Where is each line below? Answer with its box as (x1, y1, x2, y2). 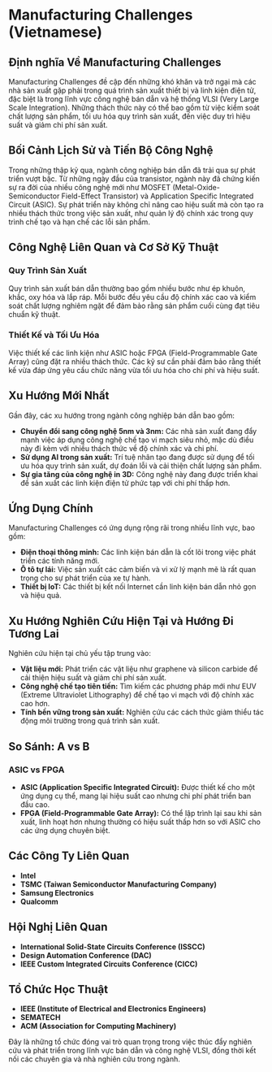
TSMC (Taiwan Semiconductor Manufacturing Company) (19, 879, 218, 889)
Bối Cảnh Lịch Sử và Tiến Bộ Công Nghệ (8, 144, 214, 158)
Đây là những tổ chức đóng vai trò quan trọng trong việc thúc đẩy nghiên (8, 1037, 253, 1047)
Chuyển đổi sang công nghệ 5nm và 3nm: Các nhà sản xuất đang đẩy (19, 426, 257, 436)
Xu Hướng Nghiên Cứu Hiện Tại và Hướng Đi (8, 614, 234, 627)
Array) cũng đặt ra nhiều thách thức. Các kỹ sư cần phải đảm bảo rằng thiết (8, 356, 261, 367)
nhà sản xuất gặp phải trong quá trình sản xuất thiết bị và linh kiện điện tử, (8, 85, 257, 95)
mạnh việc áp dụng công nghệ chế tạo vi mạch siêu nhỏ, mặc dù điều (19, 435, 254, 445)
